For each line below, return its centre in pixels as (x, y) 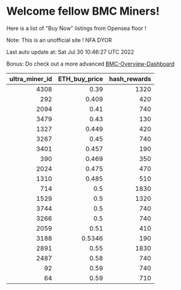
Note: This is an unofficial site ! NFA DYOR (59, 40)
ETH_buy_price (80, 79)
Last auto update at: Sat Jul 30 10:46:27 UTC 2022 (70, 52)
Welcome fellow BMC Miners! (83, 11)
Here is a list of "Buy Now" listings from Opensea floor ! (76, 28)
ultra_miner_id (31, 79)
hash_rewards (130, 79)
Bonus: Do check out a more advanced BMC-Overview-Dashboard (90, 64)
